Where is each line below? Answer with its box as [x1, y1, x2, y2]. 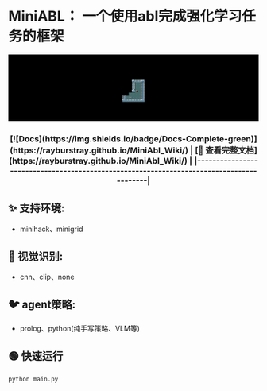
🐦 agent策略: [8, 297, 76, 311]
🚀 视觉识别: [8, 250, 64, 263]
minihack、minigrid [19, 224, 83, 234]
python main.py [8, 375, 59, 383]
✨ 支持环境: [8, 202, 65, 215]
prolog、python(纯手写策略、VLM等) [19, 323, 141, 334]
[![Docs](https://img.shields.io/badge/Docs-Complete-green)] [10, 133, 257, 144]
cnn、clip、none [19, 272, 75, 282]
